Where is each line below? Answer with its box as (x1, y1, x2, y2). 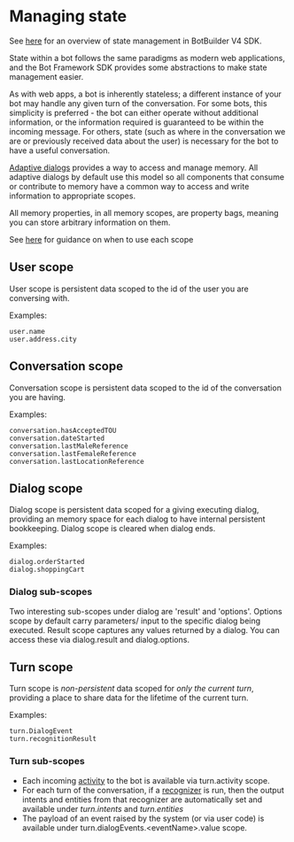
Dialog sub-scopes (9, 586, 93, 599)
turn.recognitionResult (9, 735, 97, 744)
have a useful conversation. (9, 144, 111, 156)
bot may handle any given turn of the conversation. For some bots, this (9, 97, 267, 108)
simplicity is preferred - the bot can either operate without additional (9, 107, 259, 118)
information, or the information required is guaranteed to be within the (9, 117, 264, 127)
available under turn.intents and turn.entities (21, 803, 184, 814)
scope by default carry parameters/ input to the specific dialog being (9, 615, 261, 626)
